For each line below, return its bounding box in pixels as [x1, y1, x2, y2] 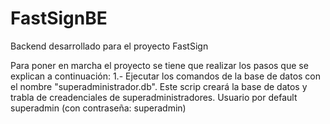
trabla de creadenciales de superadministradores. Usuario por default [10, 91, 298, 103]
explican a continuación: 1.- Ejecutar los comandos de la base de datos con [10, 70, 322, 82]
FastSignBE [10, 7, 108, 30]
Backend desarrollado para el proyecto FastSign [10, 40, 209, 52]
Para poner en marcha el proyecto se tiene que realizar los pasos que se [10, 59, 309, 71]
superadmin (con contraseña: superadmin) [10, 102, 187, 114]
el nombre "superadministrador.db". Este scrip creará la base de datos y [10, 80, 308, 92]
